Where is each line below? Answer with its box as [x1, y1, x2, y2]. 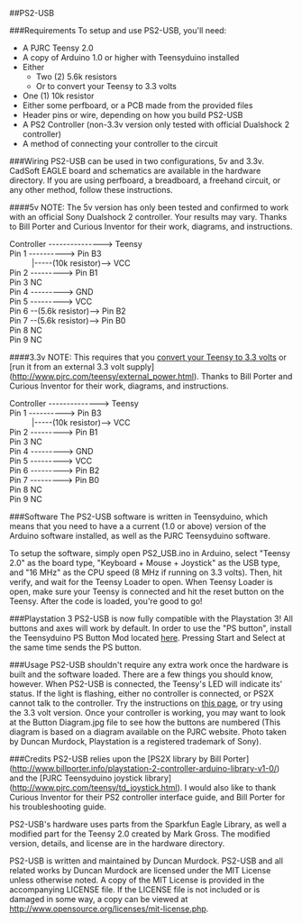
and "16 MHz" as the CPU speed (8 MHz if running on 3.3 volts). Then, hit [9, 567, 283, 578]
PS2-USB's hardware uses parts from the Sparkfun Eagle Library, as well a [9, 819, 287, 829]
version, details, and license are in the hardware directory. [9, 838, 225, 848]
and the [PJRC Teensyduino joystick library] [9, 772, 172, 783]
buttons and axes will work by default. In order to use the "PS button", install [9, 623, 293, 634]
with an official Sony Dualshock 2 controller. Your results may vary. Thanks [9, 212, 288, 222]
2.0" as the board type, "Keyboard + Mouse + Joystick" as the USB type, [9, 558, 281, 568]
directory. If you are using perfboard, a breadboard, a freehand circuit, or [9, 175, 281, 186]
